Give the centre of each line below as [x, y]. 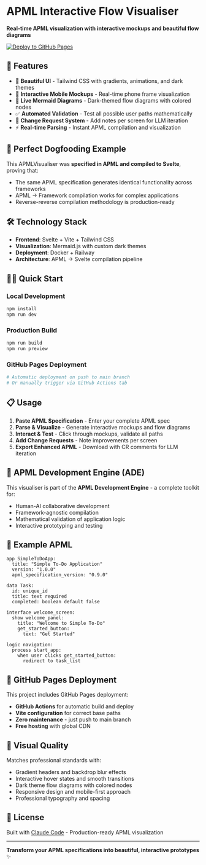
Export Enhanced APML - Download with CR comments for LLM [97, 447]
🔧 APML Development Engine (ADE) [76, 473]
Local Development [36, 296]
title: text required [40, 597]
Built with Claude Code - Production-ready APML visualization [85, 832]
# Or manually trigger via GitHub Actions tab [67, 383]
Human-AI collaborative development [62, 506]
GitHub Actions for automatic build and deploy [74, 706]
